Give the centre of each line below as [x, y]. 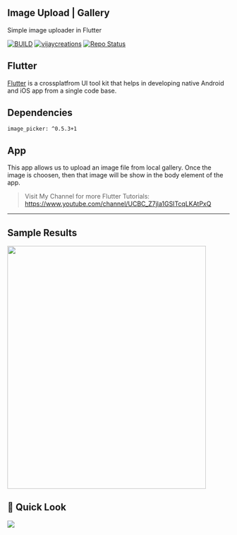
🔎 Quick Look [37, 507]
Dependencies [40, 113]
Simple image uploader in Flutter [55, 30]
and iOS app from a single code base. [62, 90]
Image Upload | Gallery [59, 13]
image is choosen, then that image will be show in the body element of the [115, 175]
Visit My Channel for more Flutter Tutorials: [87, 196]
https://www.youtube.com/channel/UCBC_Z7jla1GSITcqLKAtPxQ [118, 204]
